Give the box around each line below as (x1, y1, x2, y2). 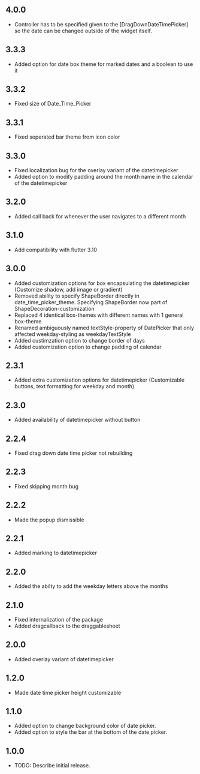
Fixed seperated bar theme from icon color (14, 133, 120, 140)
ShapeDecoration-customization (14, 305, 95, 312)
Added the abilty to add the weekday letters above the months (14, 583, 168, 590)
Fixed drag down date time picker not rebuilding (14, 449, 133, 457)
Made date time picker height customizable (14, 689, 122, 696)
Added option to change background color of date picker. (14, 722, 156, 730)
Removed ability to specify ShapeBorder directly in (14, 292, 140, 299)
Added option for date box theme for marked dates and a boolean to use (14, 60, 193, 68)
